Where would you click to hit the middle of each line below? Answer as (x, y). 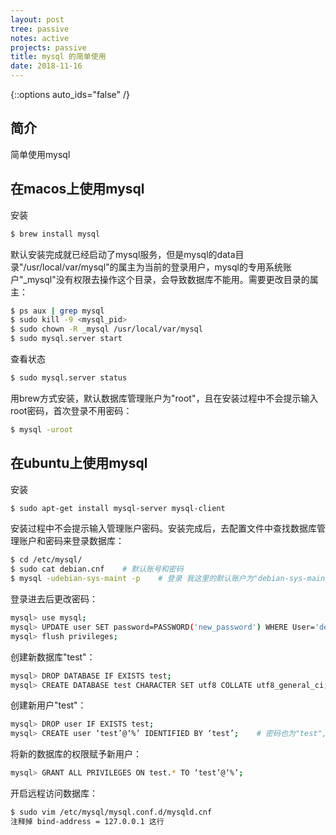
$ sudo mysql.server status (69, 378)
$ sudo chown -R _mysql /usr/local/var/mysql (106, 329)
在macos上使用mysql (77, 189)
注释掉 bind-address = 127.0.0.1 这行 (87, 821)
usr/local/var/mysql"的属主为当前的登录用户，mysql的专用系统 (154, 267)
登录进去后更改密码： (54, 599)
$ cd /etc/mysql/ (46, 560)
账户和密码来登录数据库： (71, 541)
